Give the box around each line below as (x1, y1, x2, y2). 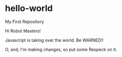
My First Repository (5, 19, 45, 24)
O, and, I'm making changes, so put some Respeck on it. (5, 46, 117, 52)
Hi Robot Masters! (5, 28, 41, 34)
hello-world (5, 3, 53, 14)
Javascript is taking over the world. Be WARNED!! (5, 37, 104, 43)
